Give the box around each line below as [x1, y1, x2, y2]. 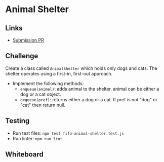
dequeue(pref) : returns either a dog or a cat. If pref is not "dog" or [20, 96, 158, 102]
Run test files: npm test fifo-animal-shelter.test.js [12, 130, 125, 136]
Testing [5, 116, 30, 125]
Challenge [5, 52, 38, 60]
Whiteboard [5, 150, 44, 159]
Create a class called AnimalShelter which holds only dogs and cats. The [5, 65, 158, 71]
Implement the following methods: [12, 80, 84, 87]
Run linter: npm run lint [12, 135, 63, 141]
